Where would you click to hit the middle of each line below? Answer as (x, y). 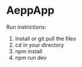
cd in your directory (39, 45)
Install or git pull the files (46, 38)
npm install (29, 51)
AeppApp (30, 10)
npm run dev (31, 57)
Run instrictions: (26, 27)
